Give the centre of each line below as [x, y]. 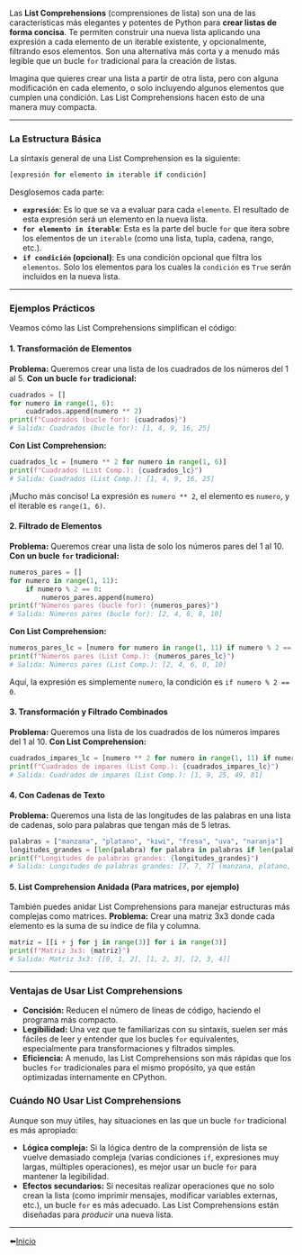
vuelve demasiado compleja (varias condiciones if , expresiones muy [151, 1157]
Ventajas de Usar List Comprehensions [96, 991]
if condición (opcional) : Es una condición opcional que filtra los [142, 258]
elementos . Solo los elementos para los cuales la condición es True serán [157, 267]
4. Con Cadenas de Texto [57, 796]
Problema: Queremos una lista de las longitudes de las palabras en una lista [150, 815]
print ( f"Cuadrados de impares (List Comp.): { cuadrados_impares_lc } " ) [144, 766]
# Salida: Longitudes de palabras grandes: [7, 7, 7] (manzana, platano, [151, 867]
